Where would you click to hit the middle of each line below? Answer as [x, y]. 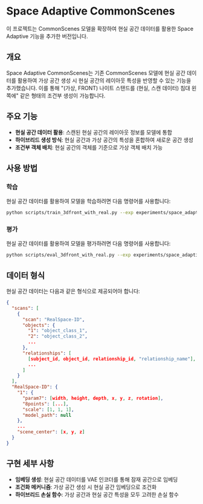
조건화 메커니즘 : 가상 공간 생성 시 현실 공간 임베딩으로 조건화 [86, 487]
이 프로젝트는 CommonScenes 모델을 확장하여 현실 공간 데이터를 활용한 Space [100, 28]
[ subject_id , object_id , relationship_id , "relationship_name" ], [112, 359]
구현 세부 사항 [30, 464]
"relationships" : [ [47, 353]
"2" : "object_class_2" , [58, 336]
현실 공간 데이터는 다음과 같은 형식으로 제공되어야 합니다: [73, 291]
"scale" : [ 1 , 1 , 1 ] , [48, 410]
